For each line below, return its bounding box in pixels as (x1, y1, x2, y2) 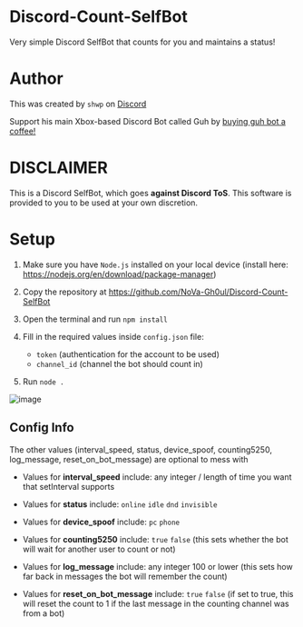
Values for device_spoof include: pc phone (22, 516, 180, 527)
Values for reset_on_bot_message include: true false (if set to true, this (22, 588, 294, 599)
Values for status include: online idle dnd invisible (22, 498, 218, 510)
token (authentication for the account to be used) (35, 348, 220, 360)
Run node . (22, 375, 65, 387)
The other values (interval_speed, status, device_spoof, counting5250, (9, 443, 272, 455)
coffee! (9, 125, 36, 136)
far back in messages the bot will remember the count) (22, 571, 229, 582)
